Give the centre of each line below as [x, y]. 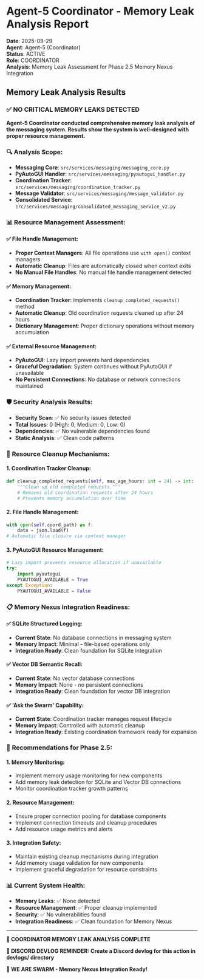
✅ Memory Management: [39, 286]
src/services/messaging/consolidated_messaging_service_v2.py [95, 207]
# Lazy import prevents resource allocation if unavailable [84, 563]
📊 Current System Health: [46, 885]
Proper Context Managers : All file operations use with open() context [103, 253]
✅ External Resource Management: [52, 346]
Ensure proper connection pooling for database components [91, 816]
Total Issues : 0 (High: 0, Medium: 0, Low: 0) [70, 424]
